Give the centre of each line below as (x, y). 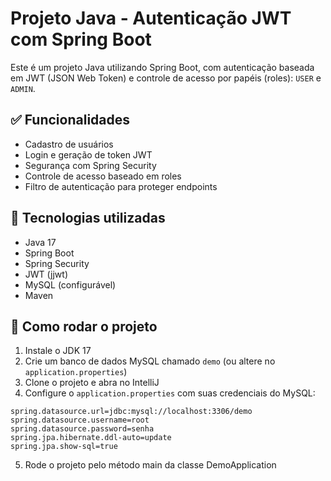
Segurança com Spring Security (90, 165)
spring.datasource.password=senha (82, 429)
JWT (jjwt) (46, 274)
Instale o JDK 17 (58, 351)
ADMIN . (23, 88)
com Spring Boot (81, 39)
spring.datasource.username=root (80, 420)
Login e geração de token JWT (88, 154)
